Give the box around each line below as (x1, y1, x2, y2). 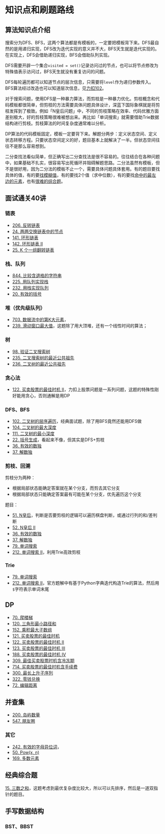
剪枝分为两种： (5, 475, 35, 481)
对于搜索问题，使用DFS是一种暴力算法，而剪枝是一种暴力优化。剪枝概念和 (5, 96, 156, 102)
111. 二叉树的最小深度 (12, 431, 55, 437)
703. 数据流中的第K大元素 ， (12, 316, 69, 323)
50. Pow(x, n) (12, 749, 40, 755)
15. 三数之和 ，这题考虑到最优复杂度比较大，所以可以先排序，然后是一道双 (5, 785, 154, 791)
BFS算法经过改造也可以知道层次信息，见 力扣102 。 (5, 85, 107, 91)
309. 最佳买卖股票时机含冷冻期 (12, 658, 75, 663)
